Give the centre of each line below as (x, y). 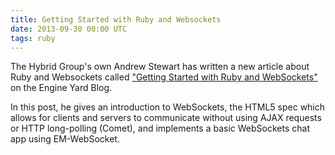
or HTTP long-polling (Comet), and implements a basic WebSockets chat (160, 128)
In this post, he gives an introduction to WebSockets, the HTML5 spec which (168, 107)
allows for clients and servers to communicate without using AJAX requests (166, 118)
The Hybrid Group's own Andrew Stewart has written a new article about (160, 67)
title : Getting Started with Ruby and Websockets (116, 19)
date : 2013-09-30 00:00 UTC (69, 29)
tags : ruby (33, 38)
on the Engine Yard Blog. (61, 88)
